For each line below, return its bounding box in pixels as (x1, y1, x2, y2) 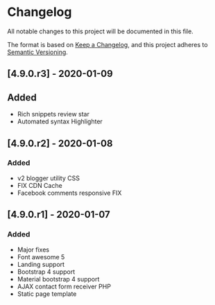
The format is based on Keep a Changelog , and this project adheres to (7, 40, 208, 49)
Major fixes (17, 245, 50, 254)
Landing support (17, 260, 64, 268)
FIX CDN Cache (17, 181, 62, 189)
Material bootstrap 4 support (17, 274, 100, 283)
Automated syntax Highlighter (17, 117, 103, 125)
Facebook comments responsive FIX (17, 189, 122, 197)
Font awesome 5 (17, 252, 65, 261)
